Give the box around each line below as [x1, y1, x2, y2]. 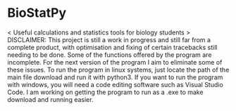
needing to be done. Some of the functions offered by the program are [7, 51, 212, 59]
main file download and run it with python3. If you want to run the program [7, 72, 223, 81]
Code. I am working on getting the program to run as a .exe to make [7, 88, 204, 96]
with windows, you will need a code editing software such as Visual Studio [7, 80, 223, 89]
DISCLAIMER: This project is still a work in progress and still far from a [7, 35, 211, 44]
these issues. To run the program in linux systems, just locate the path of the [7, 65, 230, 74]
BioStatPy [7, 5, 67, 21]
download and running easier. [7, 95, 94, 103]
